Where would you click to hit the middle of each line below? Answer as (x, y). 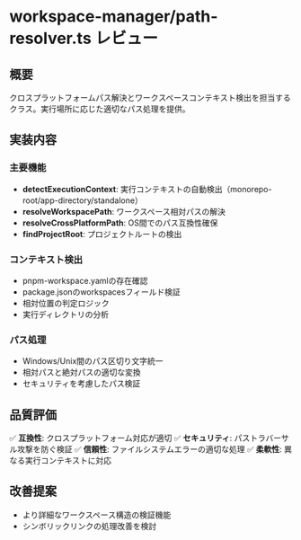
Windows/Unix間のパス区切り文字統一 (93, 361)
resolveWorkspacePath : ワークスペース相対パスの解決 (124, 211)
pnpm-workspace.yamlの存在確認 (85, 280)
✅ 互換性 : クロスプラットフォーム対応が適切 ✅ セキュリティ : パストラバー (145, 438)
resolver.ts (50, 39)
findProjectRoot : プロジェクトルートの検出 (102, 234)
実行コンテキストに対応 (68, 461)
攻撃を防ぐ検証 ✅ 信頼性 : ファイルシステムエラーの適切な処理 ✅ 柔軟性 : (150, 449)
